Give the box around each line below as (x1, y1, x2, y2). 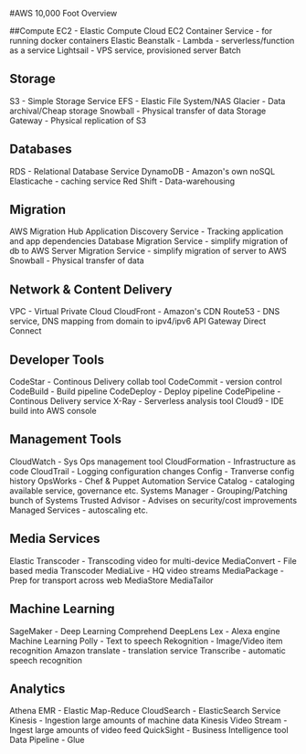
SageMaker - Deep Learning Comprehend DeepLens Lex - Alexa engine (9, 625, 280, 636)
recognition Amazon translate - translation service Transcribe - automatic (9, 644, 286, 656)
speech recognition (9, 654, 82, 665)
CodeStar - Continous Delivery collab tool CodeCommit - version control (9, 377, 283, 388)
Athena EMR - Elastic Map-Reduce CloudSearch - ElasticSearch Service (9, 706, 281, 717)
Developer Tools (9, 352, 105, 367)
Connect (9, 325, 42, 336)
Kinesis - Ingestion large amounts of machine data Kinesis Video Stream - (9, 715, 288, 726)
